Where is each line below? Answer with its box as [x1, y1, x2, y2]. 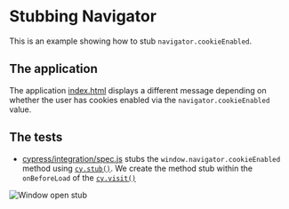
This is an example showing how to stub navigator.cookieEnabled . [9, 36, 253, 46]
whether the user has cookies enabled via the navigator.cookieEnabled [9, 94, 270, 105]
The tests [9, 130, 63, 145]
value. [9, 104, 32, 115]
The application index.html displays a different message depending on [9, 84, 267, 95]
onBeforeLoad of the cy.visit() [21, 172, 136, 183]
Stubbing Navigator [9, 6, 157, 27]
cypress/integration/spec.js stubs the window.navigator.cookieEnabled [21, 153, 281, 164]
